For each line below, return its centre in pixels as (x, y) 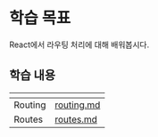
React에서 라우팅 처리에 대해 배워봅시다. (79, 44)
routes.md (76, 119)
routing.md (78, 105)
